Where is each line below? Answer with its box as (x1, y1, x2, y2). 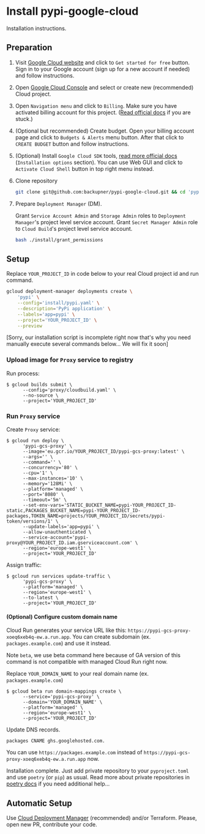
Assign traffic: (6, 561, 42, 569)
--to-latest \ (22, 594, 59, 601)
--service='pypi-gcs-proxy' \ (22, 694, 100, 700)
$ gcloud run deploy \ (6, 438, 64, 444)
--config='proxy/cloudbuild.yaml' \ (22, 387, 116, 393)
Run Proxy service (6, 411, 61, 420)
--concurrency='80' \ (22, 465, 78, 471)
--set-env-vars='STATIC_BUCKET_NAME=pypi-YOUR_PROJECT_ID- (22, 502, 176, 509)
